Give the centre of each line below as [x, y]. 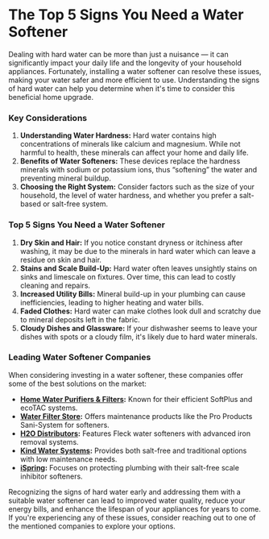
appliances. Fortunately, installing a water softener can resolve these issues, [135, 71]
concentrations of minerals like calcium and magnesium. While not [130, 144]
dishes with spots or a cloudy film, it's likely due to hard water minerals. [139, 337]
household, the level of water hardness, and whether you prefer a [128, 196]
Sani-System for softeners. [65, 425]
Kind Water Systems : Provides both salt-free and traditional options [133, 450]
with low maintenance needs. [68, 459]
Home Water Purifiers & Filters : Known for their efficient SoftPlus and [136, 399]
